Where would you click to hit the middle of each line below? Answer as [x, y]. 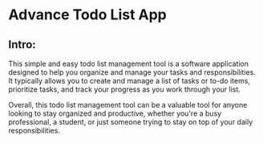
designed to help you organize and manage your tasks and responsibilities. [132, 72]
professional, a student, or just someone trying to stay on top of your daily [131, 122]
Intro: [22, 45]
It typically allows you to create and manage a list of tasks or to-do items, [129, 81]
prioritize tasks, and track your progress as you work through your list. [124, 89]
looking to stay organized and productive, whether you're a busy [115, 113]
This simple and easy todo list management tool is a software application [129, 63]
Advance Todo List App [87, 15]
